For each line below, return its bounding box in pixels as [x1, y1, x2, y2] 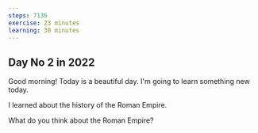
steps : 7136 [8, 11, 48, 20]
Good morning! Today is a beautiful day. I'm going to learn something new [8, 77, 250, 86]
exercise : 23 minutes [8, 19, 80, 27]
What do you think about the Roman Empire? [8, 116, 154, 125]
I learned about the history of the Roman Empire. [8, 101, 168, 110]
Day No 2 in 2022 [8, 55, 95, 69]
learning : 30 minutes [8, 26, 80, 34]
